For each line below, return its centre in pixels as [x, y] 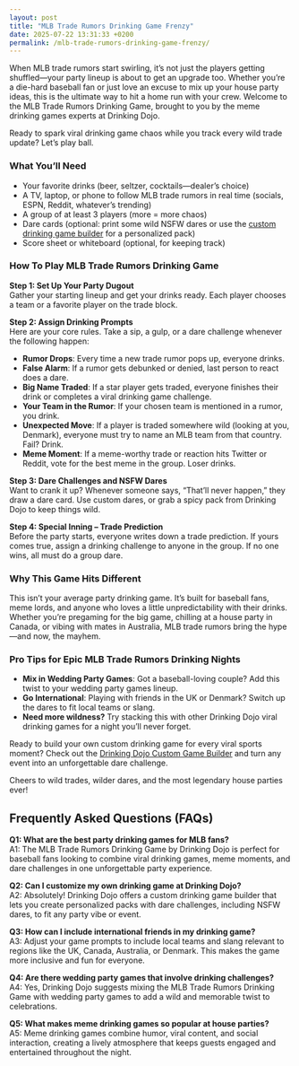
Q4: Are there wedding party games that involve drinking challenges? [142, 978]
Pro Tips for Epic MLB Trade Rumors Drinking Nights [125, 660]
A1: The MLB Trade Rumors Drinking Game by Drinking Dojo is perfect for [145, 850]
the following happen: [49, 341]
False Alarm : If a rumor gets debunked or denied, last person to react [150, 368]
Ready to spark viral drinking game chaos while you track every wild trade [146, 133]
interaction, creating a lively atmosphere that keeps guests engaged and [143, 1043]
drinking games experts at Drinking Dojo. [85, 116]
